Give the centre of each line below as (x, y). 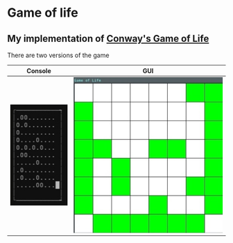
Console (39, 70)
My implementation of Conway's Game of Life (108, 39)
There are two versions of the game (58, 55)
